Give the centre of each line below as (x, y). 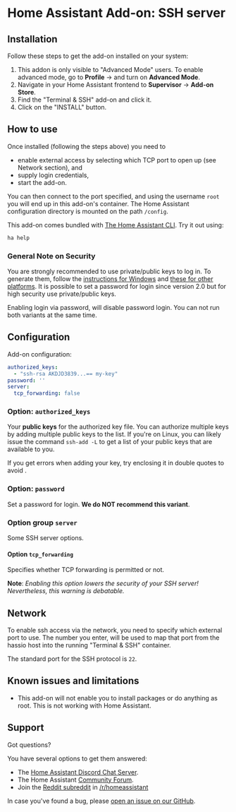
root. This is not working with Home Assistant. (84, 705)
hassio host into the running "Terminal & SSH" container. (89, 645)
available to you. (31, 449)
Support (26, 728)
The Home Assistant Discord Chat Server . (78, 772)
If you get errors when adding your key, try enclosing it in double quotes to (116, 463)
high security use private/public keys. (62, 294)
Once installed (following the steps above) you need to (87, 146)
